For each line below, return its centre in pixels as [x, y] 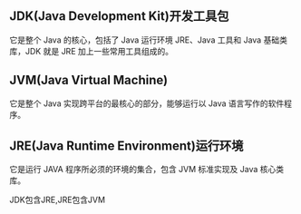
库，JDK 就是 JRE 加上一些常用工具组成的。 [92, 51]
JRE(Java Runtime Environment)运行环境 [126, 146]
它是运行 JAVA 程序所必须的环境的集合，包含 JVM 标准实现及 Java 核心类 [147, 170]
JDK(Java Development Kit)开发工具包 [119, 16]
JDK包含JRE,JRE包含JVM [58, 200]
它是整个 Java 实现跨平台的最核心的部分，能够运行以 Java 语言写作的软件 [147, 103]
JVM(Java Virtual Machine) [89, 80]
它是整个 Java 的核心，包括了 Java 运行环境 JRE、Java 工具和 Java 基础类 [149, 40]
